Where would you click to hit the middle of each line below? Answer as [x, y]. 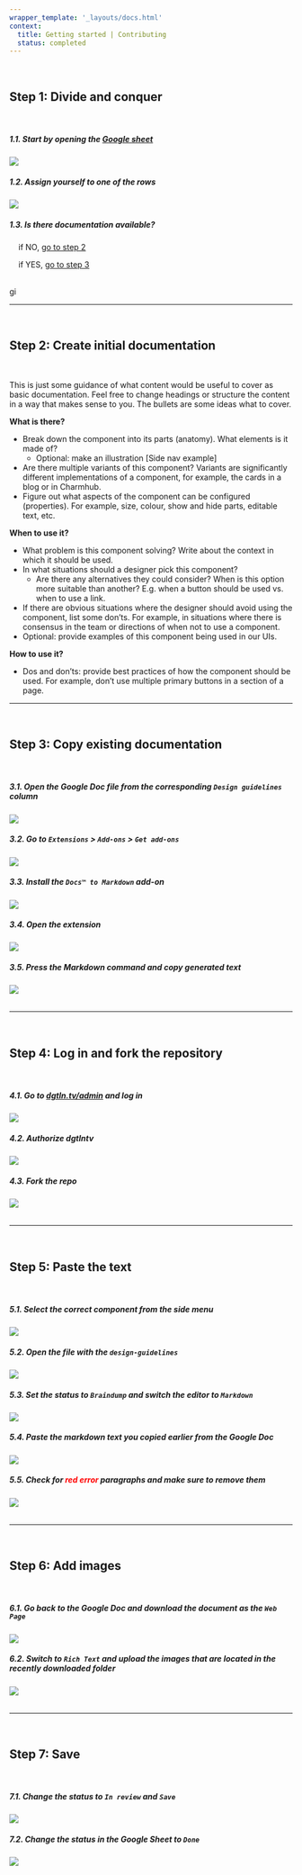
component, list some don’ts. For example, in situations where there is [152, 617]
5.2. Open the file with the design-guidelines [93, 1352]
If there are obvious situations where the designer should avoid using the [157, 608]
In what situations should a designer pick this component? [130, 569]
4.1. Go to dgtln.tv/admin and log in [76, 1095]
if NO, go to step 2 [52, 247]
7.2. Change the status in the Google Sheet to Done [105, 1839]
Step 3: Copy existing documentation [116, 745]
